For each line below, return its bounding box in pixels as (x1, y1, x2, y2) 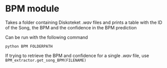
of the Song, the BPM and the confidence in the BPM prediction (5, 24, 137, 30)
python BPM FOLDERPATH (5, 44, 53, 49)
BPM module (5, 3, 59, 14)
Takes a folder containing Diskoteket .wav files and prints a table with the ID (5, 19, 162, 25)
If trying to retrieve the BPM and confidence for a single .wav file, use (5, 53, 149, 59)
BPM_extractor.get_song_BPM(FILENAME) (5, 58, 87, 63)
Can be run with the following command (5, 34, 88, 40)
